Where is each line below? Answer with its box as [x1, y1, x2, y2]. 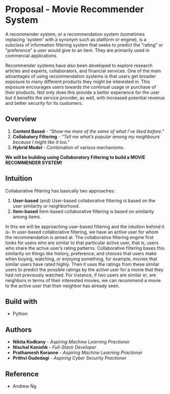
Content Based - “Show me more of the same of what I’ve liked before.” [12, 128, 164, 134]
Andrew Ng [12, 383, 37, 389]
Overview [5, 115, 37, 124]
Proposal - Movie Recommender [5, 4, 144, 15]
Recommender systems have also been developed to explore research [5, 62, 153, 68]
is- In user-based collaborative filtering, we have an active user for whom [5, 229, 159, 235]
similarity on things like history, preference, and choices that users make [5, 250, 157, 256]
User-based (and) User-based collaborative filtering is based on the [12, 198, 156, 204]
